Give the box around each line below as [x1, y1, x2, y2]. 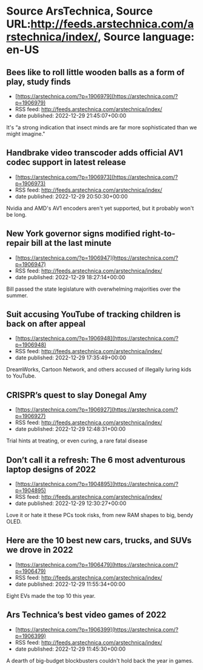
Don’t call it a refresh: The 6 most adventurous [6, 455, 186, 465]
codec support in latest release [6, 157, 126, 167]
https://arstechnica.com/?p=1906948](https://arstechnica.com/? [17, 335, 179, 342]
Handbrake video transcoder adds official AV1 [6, 147, 184, 158]
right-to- [142, 229, 176, 239]
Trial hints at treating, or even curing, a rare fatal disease [6, 437, 148, 444]
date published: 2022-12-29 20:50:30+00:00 [15, 192, 128, 200]
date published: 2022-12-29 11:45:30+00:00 [15, 645, 126, 652]
